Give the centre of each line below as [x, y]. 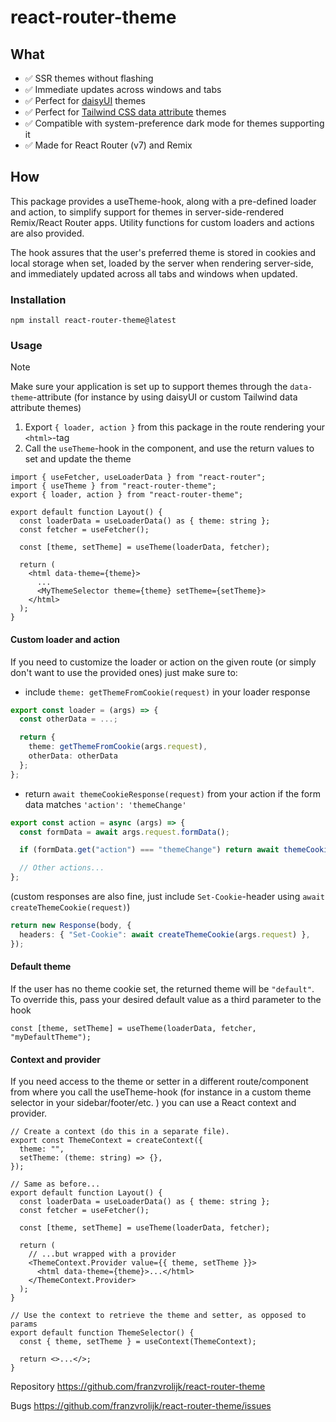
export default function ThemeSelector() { [102, 1333]
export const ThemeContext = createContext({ [106, 1141]
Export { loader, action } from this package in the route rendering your [174, 427]
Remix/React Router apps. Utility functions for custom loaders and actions [162, 222]
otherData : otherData [73, 756]
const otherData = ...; [68, 719]
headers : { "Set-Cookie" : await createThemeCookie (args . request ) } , [165, 934]
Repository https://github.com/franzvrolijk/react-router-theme [138, 1387]
